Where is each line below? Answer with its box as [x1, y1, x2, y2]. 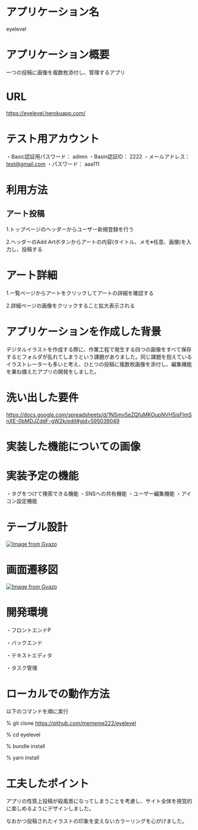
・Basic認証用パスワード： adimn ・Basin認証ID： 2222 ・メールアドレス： [6, 152, 190, 160]
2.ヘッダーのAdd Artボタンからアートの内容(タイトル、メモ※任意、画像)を [6, 238, 187, 245]
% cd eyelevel [6, 731, 41, 739]
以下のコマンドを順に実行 [6, 708, 69, 715]
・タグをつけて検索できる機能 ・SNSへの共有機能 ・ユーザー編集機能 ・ [6, 490, 181, 497]
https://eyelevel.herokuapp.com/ [6, 109, 86, 116]
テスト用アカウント [6, 132, 100, 145]
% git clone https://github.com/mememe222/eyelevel [6, 720, 137, 727]
